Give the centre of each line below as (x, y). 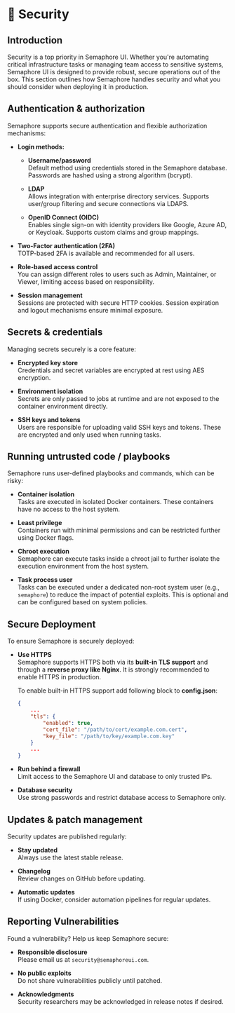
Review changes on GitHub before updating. (81, 878)
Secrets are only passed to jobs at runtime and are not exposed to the (118, 398)
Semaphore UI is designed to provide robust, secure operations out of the (114, 72)
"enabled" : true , (68, 723)
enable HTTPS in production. (59, 677)
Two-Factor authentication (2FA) (66, 245)
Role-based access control (58, 266)
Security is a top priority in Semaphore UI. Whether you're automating (108, 57)
